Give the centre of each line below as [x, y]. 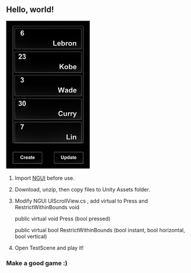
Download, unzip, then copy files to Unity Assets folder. [82, 189]
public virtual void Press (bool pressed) [62, 219]
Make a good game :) [37, 263]
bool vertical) [31, 236]
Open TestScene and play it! [49, 248]
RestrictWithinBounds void [47, 207]
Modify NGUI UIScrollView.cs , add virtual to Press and [81, 201]
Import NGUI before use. [45, 178]
